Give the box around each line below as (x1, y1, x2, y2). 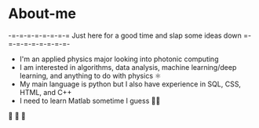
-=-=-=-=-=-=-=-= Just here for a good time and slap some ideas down (8, 31, 242, 40)
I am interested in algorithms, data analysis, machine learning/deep (19, 62, 237, 71)
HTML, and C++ (19, 87, 72, 97)
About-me (8, 5, 77, 23)
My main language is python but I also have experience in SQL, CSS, (19, 79, 242, 89)
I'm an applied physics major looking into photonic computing (19, 54, 219, 64)
